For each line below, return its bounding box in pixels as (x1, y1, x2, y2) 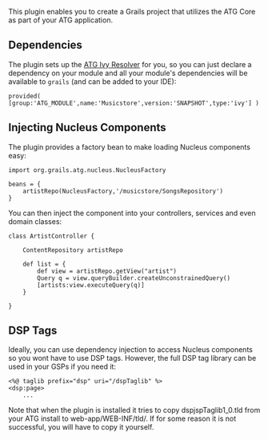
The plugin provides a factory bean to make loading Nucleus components (8, 142, 250, 151)
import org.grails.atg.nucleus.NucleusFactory (8, 166, 166, 174)
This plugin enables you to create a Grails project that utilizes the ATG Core (8, 7, 256, 16)
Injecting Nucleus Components (8, 121, 166, 134)
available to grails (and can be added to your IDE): (8, 76, 177, 86)
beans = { (8, 180, 42, 188)
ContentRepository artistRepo (22, 246, 124, 254)
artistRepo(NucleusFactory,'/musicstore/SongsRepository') (22, 187, 224, 195)
